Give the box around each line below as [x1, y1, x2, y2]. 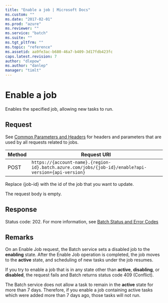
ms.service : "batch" [5, 31, 48, 36]
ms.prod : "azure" [5, 21, 41, 27]
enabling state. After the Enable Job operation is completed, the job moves [5, 251, 160, 258]
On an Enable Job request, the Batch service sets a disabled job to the [5, 246, 150, 252]
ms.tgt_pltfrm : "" [5, 40, 43, 45]
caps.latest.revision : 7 [5, 54, 57, 59]
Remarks [5, 233, 34, 241]
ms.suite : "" [5, 36, 32, 41]
